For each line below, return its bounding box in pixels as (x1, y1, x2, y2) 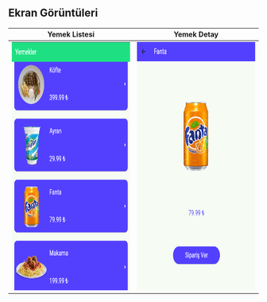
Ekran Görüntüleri (8, 6, 99, 20)
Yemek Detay (173, 29, 219, 39)
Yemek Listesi (47, 29, 95, 39)
